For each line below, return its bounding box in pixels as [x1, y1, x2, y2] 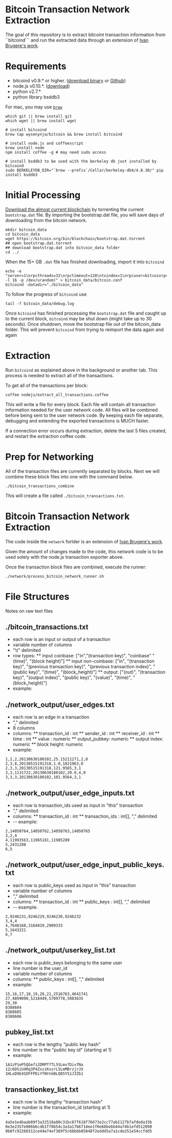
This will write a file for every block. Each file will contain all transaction [5, 401, 156, 407]
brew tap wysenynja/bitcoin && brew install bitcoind [5, 132, 123, 137]
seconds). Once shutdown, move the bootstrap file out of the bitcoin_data [5, 321, 161, 327]
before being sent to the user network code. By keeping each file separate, [5, 412, 164, 418]
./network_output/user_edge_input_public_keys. [5, 860, 165, 869]
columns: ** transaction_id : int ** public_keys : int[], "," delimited [12, 898, 150, 905]
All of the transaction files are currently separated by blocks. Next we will [5, 468, 160, 474]
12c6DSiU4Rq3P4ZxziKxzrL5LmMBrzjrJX [5, 1067, 83, 1072]
